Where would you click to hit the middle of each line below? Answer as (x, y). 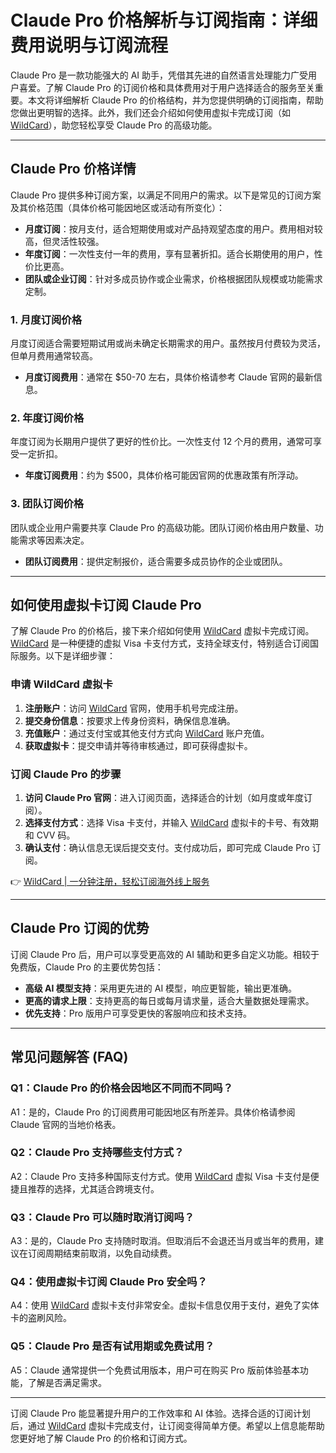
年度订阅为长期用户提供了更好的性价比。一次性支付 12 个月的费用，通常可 (162, 442)
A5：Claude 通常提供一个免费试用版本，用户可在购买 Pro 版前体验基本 (155, 1370)
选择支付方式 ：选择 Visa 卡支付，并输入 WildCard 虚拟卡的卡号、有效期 (171, 823)
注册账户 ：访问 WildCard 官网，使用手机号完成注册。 (134, 708)
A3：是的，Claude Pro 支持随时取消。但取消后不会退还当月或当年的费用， (163, 1241)
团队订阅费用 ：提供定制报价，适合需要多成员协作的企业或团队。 (156, 561)
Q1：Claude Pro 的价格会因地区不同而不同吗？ (122, 1088)
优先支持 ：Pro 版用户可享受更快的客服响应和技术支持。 (138, 1013)
